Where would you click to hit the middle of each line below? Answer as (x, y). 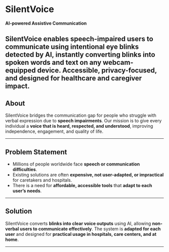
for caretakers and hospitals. (42, 180)
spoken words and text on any (53, 63)
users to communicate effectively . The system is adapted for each (90, 229)
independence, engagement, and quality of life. (54, 131)
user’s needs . (27, 191)
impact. (18, 86)
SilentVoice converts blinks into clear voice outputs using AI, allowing (78, 223)
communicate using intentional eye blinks (72, 47)
